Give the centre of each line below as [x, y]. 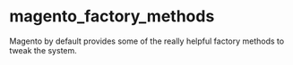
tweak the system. [43, 50]
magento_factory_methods [112, 16]
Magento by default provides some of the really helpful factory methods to [147, 41]
